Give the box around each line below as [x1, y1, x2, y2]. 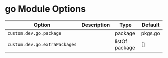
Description [81, 21, 110, 28]
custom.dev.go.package [7, 30, 61, 36]
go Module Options [5, 3, 86, 15]
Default [141, 21, 160, 28]
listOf [114, 38, 128, 45]
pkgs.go [141, 30, 160, 37]
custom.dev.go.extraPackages [7, 41, 77, 47]
